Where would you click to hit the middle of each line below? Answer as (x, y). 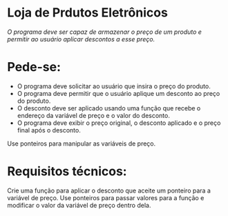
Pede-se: (34, 67)
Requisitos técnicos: (67, 171)
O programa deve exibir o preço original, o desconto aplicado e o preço (119, 123)
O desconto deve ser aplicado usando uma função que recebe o (109, 108)
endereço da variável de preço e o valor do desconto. (94, 115)
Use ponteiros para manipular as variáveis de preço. (82, 144)
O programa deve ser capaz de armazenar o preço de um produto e (105, 32)
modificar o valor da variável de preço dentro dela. (79, 205)
